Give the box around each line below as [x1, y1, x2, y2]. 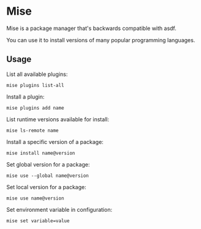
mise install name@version [6, 150, 75, 156]
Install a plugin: [6, 93, 45, 100]
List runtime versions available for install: [6, 115, 109, 123]
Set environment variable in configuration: [6, 206, 112, 213]
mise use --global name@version [6, 173, 89, 179]
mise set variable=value [6, 217, 70, 224]
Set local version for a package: [6, 183, 87, 190]
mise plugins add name [6, 105, 64, 111]
